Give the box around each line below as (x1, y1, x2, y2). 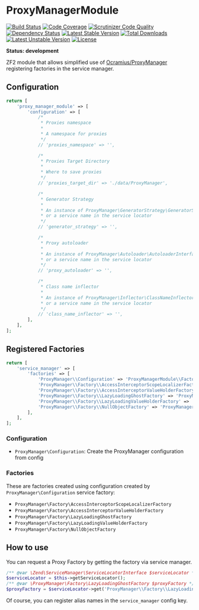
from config (14, 454, 44, 461)
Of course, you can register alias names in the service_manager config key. (6, 597, 188, 604)
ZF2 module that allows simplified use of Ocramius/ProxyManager (6, 59, 168, 66)
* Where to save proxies (40, 169, 102, 175)
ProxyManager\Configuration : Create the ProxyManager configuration (14, 448, 184, 455)
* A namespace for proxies (40, 131, 108, 137)
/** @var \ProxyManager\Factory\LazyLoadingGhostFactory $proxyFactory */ (6, 581, 195, 587)
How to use (6, 542, 49, 553)
